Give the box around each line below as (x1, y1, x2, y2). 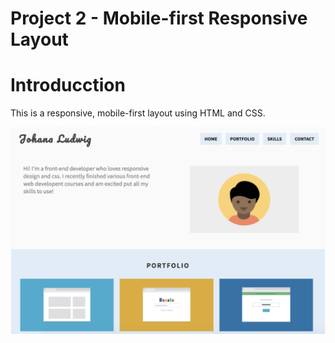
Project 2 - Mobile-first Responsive (10, 7, 308, 30)
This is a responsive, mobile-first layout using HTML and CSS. (10, 107, 266, 119)
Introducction (10, 74, 126, 97)
